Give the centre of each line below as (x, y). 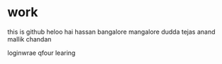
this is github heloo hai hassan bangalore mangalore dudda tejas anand (111, 32)
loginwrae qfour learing (41, 53)
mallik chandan (29, 39)
